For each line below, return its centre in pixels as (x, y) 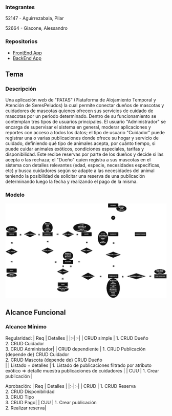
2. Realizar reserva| (26, 408)
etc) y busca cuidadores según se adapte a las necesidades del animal (80, 171)
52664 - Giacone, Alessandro (37, 28)
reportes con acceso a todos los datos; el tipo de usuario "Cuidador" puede (85, 133)
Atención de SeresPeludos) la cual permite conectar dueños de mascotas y (85, 106)
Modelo (15, 195)
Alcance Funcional (36, 312)
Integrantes (20, 7)
